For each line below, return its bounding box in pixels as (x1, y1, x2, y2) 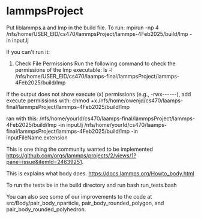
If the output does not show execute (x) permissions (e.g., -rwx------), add (6, 90, 191, 98)
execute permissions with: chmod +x (6, 97, 97, 104)
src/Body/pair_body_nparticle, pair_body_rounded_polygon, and (6, 199, 164, 206)
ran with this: (6, 115, 38, 122)
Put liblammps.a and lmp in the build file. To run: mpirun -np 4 (6, 24, 159, 31)
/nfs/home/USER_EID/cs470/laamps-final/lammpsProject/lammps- (14, 72, 180, 80)
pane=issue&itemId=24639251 (6, 158, 82, 165)
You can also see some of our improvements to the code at (6, 193, 152, 200)
